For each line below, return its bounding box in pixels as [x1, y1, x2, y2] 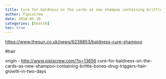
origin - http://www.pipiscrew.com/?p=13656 [5, 58, 96, 64]
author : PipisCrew [5, 12, 43, 17]
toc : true [5, 26, 26, 30]
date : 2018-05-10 [5, 16, 41, 21]
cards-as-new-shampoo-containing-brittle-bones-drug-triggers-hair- [5, 63, 147, 69]
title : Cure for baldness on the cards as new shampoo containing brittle [5, 7, 163, 12]
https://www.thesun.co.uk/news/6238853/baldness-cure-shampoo [5, 39, 142, 45]
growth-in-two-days [5, 68, 46, 74]
